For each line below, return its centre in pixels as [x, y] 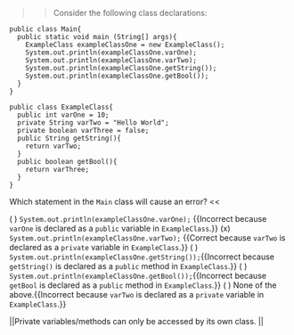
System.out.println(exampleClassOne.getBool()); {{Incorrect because [138, 276]
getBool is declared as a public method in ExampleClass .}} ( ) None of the [143, 285]
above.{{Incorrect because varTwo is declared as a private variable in [137, 294]
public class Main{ [45, 29]
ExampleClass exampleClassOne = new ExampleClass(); [125, 45]
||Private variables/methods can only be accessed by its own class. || [137, 321]
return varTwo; [53, 146]
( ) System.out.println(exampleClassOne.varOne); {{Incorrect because [138, 219]
